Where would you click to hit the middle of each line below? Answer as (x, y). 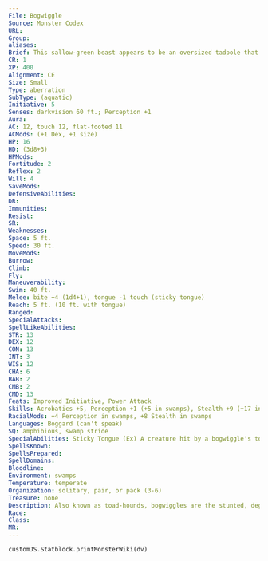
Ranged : (21, 312)
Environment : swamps (43, 476)
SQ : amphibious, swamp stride (59, 431)
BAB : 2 (19, 379)
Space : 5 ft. (30, 239)
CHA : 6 (19, 372)
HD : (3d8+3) (28, 149)
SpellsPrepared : (35, 453)
